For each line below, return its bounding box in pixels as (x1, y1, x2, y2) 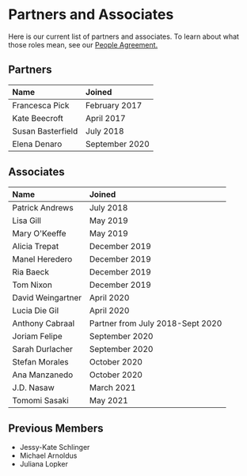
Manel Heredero (12, 253, 73, 264)
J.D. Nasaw (12, 382, 55, 393)
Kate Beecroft (12, 112, 63, 123)
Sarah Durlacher (12, 343, 74, 354)
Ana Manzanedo (12, 369, 74, 380)
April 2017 (85, 112, 126, 123)
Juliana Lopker (19, 459, 69, 469)
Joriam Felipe (12, 331, 63, 342)
